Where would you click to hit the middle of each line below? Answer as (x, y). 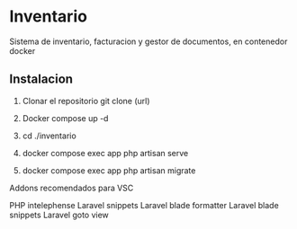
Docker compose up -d (65, 118)
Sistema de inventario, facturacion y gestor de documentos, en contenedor (148, 41)
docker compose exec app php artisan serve (105, 153)
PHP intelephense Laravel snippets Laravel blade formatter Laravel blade (144, 205)
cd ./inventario (49, 136)
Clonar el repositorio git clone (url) (86, 101)
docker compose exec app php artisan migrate (109, 170)
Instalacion (41, 79)
